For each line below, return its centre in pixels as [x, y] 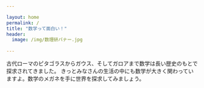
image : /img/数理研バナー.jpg [47, 40]
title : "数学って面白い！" [37, 29]
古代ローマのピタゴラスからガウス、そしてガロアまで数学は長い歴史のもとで [102, 63]
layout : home [23, 17]
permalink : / [23, 23]
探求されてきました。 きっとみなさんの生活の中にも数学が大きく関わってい [100, 71]
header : [16, 34]
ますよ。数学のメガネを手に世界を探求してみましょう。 [76, 79]
